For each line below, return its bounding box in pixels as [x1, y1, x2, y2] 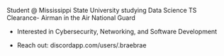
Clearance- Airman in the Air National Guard [6, 13, 135, 22]
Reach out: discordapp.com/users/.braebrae [16, 41, 147, 49]
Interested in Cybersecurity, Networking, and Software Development [16, 28, 218, 35]
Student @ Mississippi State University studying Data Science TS [6, 6, 197, 14]
